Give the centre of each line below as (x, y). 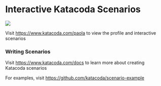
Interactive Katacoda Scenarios (73, 9)
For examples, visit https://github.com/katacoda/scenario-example (75, 78)
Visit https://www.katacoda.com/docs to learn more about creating (75, 63)
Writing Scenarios (28, 51)
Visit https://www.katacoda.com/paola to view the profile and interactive (81, 33)
